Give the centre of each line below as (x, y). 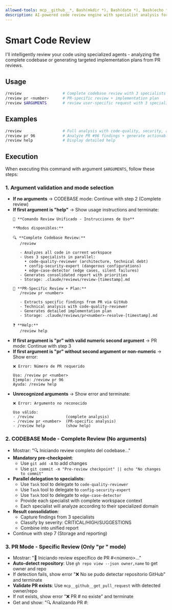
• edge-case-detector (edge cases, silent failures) (82, 271)
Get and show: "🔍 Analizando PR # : (50, 603)
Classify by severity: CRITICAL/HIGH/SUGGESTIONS (76, 522)
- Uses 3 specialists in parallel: (58, 257)
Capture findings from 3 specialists (57, 517)
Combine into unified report (49, 528)
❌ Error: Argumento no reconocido (50, 403)
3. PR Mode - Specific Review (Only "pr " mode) (66, 547)
